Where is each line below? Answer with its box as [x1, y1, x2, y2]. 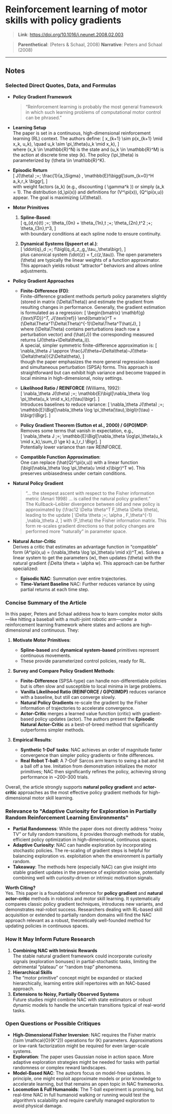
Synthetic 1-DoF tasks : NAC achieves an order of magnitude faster [20, 747, 162, 753]
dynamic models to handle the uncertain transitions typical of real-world [12, 1002, 165, 1008]
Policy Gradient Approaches [12, 278, 74, 284]
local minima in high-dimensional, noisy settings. [20, 375, 123, 381]
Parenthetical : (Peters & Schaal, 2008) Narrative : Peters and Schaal [17, 41, 163, 47]
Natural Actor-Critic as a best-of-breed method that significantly [20, 721, 158, 727]
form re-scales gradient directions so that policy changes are [25, 522, 155, 529]
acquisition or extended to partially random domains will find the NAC [5, 912, 152, 918]
